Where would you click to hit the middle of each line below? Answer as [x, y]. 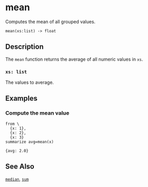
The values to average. [30, 82]
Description [24, 47]
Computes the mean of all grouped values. [50, 22]
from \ [12, 124]
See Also [20, 167]
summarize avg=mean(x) [30, 142]
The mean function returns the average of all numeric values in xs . [74, 59]
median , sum [17, 179]
